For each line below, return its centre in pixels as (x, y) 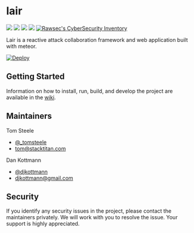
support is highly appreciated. (43, 224)
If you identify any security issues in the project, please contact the (89, 211)
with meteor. (21, 46)
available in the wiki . (31, 97)
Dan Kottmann (24, 160)
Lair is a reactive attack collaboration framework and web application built (97, 39)
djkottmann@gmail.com (44, 178)
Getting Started (36, 77)
